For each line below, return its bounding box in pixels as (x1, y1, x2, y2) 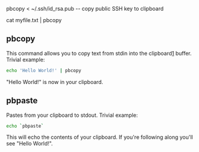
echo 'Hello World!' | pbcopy (6, 67, 82, 73)
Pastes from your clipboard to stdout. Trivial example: (6, 111, 138, 119)
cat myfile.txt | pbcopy (6, 17, 62, 23)
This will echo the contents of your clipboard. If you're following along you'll (6, 134, 193, 141)
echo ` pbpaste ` (6, 123, 44, 129)
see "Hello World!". (6, 140, 53, 147)
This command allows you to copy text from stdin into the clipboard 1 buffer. (6, 49, 192, 57)
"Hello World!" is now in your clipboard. (6, 78, 103, 85)
